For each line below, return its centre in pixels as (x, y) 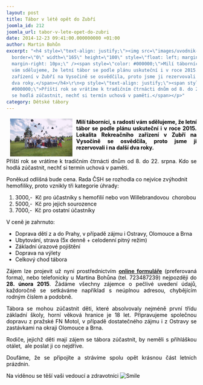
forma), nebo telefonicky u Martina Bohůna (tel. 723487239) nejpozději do (101, 277)
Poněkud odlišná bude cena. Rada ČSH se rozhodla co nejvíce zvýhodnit (97, 180)
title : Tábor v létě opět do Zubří (51, 19)
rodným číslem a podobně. (40, 297)
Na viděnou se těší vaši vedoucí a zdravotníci (63, 376)
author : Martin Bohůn (34, 45)
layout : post (23, 13)
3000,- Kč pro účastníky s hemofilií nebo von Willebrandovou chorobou (105, 198)
